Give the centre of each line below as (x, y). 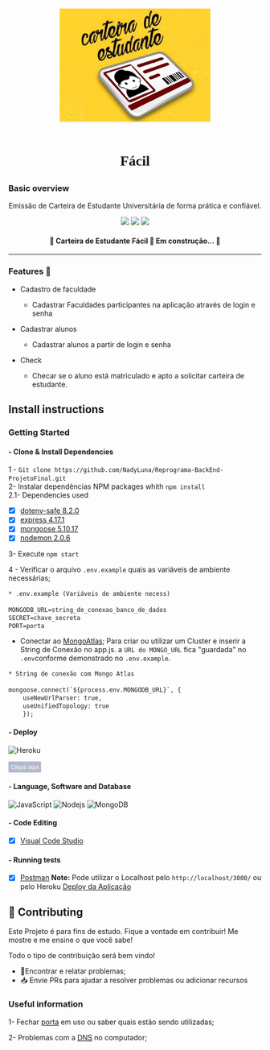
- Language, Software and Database (70, 787)
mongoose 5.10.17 (49, 529)
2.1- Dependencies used (48, 495)
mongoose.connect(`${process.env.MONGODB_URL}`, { (95, 690)
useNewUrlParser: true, (63, 698)
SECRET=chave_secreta (45, 618)
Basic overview (39, 188)
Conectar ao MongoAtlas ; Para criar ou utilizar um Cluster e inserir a (133, 641)
